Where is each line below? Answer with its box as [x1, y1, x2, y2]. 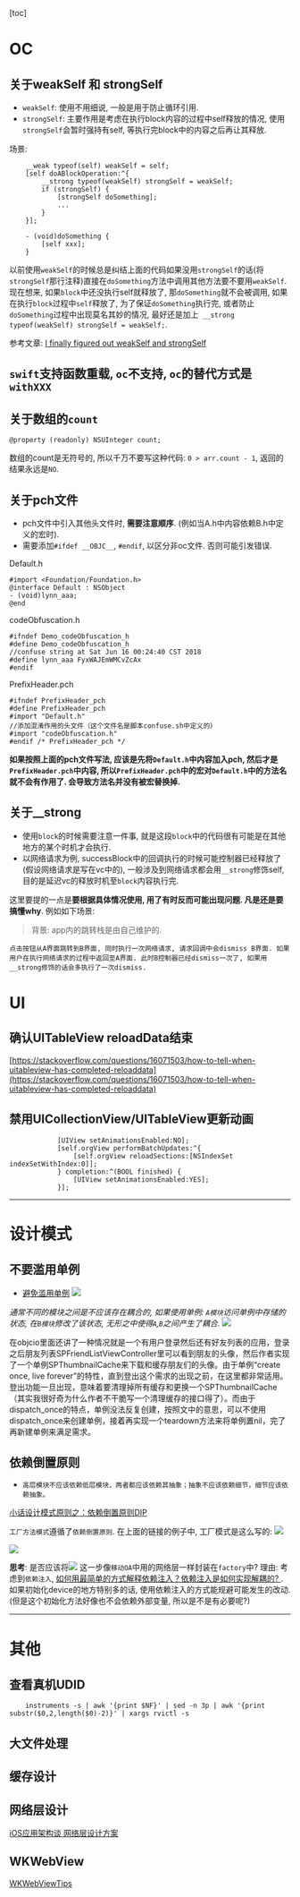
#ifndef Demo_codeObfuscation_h [9, 632, 129, 641]
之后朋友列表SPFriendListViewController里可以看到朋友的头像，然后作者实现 [9, 1347, 290, 1359]
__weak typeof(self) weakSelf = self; [25, 161, 170, 170]
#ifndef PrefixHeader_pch [9, 696, 105, 705]
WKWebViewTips [9, 1877, 73, 1888]
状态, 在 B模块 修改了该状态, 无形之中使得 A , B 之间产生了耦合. [9, 1318, 221, 1329]
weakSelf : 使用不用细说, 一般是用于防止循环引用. [21, 102, 199, 113]
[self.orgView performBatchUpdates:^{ [56, 1143, 202, 1153]
